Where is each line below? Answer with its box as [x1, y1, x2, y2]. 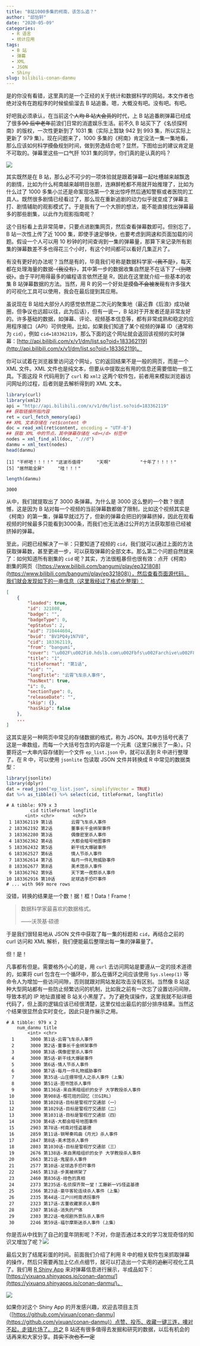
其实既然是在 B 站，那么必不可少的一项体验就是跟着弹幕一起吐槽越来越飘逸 [6, 173, 190, 180]
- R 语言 [11, 31, 32, 37]
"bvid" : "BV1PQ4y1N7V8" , [27, 633, 89, 640]
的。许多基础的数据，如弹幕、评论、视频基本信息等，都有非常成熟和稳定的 [6, 315, 189, 323]
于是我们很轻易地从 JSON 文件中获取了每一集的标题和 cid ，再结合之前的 [6, 931, 185, 937]
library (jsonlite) [6, 775, 52, 781]
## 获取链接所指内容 [6, 408, 50, 414]
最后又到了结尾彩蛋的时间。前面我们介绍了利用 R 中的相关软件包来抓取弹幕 [6, 1251, 190, 1258]
